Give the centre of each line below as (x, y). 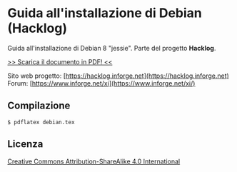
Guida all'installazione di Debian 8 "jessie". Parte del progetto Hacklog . (112, 48)
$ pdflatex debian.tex (41, 122)
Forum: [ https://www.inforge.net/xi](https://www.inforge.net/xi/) (101, 83)
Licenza (25, 144)
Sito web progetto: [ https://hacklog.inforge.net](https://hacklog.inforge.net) (118, 76)
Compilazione (39, 106)
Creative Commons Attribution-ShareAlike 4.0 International (94, 161)
